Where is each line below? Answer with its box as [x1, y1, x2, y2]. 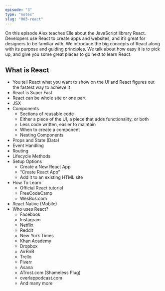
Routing [12, 148, 29, 154]
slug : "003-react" [5, 16, 43, 21]
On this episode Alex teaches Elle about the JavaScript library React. [5, 30, 146, 36]
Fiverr [19, 259, 32, 265]
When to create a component [19, 127, 80, 133]
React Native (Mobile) [12, 201, 57, 207]
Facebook [19, 211, 41, 217]
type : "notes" [5, 12, 35, 17]
